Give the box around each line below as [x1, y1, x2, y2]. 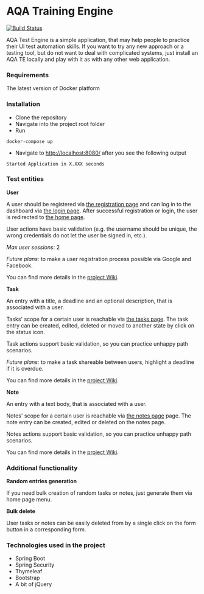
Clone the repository [15, 114, 67, 121]
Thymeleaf [15, 568, 43, 575]
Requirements [6, 71, 49, 79]
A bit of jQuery [15, 581, 52, 588]
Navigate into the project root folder [15, 120, 105, 127]
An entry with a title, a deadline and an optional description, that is [6, 297, 172, 304]
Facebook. [6, 262, 33, 269]
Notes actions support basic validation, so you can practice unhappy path [6, 430, 192, 438]
